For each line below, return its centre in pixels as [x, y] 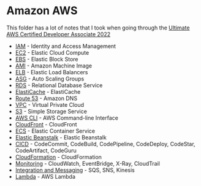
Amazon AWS [42, 11]
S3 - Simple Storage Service [51, 111]
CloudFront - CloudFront [46, 124]
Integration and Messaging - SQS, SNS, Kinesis [75, 170]
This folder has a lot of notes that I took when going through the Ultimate [98, 28]
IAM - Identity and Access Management [66, 46]
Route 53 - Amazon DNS [46, 98]
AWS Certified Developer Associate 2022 [59, 34]
